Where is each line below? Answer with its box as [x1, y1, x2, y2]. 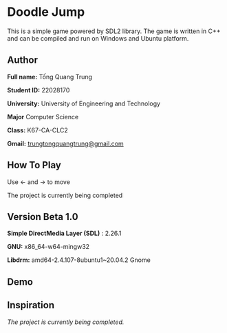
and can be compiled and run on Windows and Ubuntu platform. [7, 34, 189, 42]
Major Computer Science [7, 112, 79, 121]
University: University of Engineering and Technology [7, 99, 160, 108]
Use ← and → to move [7, 177, 71, 186]
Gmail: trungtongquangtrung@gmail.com [7, 139, 124, 148]
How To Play [7, 159, 62, 171]
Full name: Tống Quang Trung [7, 72, 93, 81]
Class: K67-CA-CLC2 [7, 125, 69, 134]
